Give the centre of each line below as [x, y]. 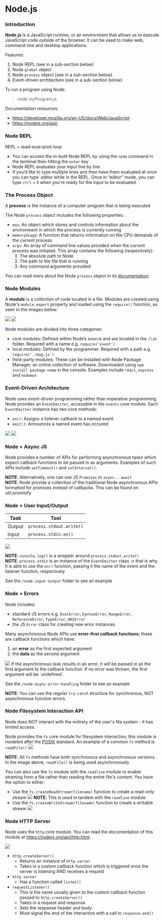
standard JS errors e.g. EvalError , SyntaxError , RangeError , [72, 614]
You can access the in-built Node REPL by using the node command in [82, 156]
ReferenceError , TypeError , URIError [49, 619]
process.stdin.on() [51, 535]
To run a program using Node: [35, 90]
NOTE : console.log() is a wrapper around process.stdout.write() [72, 556]
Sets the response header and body [56, 908]
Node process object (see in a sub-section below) [62, 75]
